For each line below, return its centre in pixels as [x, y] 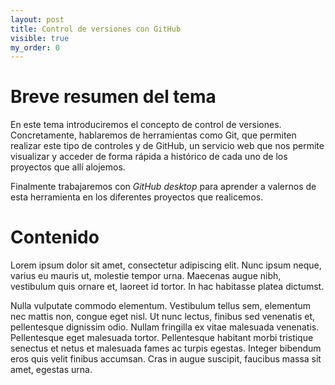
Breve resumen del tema [113, 97]
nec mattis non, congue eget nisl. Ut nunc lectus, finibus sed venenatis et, [163, 317]
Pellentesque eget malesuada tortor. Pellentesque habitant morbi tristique [162, 338]
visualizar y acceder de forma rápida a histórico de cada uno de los [149, 157]
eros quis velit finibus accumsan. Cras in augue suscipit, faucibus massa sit [166, 359]
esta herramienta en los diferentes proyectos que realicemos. [137, 197]
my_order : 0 [35, 47]
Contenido [55, 237]
